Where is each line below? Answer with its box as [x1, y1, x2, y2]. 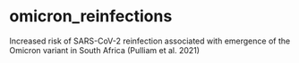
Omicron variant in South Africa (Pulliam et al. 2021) [9, 44, 200, 55]
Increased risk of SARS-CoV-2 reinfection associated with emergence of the [9, 35, 291, 46]
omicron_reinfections [9, 6, 173, 27]
